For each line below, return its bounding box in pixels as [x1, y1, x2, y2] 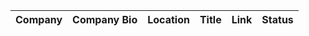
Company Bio [72, 13, 138, 26]
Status [261, 13, 294, 26]
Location [147, 13, 190, 26]
